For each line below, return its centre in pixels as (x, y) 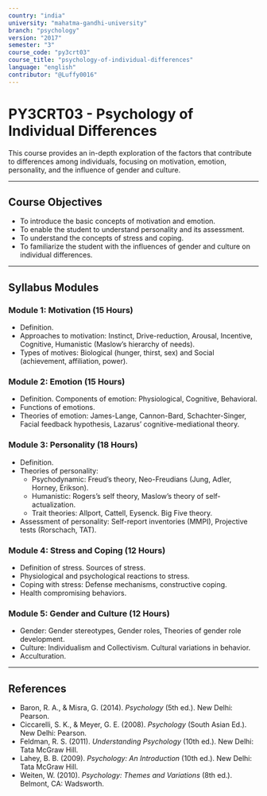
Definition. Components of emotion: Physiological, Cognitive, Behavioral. (139, 399)
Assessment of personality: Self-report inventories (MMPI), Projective (133, 521)
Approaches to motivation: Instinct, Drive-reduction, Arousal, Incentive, (136, 336)
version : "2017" (35, 38)
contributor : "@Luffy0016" (53, 75)
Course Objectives (56, 202)
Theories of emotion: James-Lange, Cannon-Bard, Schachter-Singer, (133, 416)
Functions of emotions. (57, 408)
